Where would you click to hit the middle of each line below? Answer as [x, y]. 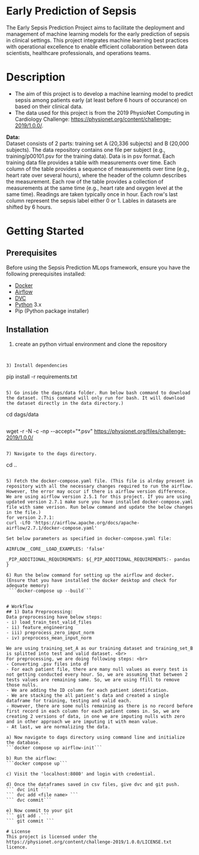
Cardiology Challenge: [42, 119]
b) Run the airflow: [32, 758]
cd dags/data [22, 414]
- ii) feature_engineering [40, 627]
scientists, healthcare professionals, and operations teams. [78, 53]
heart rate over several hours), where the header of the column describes [96, 175]
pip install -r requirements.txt [42, 376]
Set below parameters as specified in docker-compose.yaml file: [89, 538]
